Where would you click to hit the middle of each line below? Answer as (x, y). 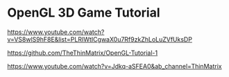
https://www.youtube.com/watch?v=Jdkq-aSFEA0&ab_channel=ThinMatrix (114, 66)
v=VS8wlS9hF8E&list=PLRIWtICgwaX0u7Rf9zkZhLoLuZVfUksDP (100, 39)
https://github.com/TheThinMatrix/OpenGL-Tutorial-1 (83, 53)
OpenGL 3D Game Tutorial (84, 13)
